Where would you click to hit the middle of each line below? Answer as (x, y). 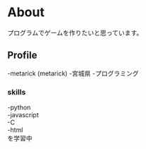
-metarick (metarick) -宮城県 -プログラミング (73, 73)
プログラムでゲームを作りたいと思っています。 (75, 32)
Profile (22, 55)
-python (19, 107)
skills (17, 92)
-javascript (23, 115)
